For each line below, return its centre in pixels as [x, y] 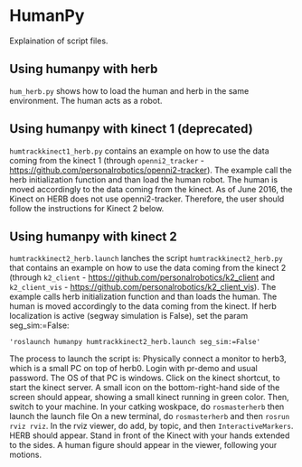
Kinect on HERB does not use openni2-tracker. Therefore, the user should [147, 199]
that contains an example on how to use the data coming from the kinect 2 [148, 268]
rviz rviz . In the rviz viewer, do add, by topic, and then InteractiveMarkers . [151, 426]
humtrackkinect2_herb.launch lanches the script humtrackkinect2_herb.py [146, 258]
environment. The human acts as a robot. [86, 100]
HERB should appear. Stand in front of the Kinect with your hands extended [150, 435]
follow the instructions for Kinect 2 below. [87, 208]
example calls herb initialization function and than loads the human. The [143, 297]
